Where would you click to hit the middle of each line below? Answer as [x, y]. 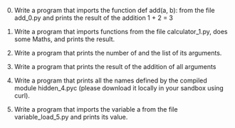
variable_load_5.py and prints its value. [71, 117]
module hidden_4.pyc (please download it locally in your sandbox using [119, 88]
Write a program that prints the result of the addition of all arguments [115, 66]
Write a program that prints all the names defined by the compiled [111, 80]
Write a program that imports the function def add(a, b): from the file [114, 10]
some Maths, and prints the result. [64, 39]
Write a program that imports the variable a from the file [96, 109]
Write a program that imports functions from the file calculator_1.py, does [121, 32]
